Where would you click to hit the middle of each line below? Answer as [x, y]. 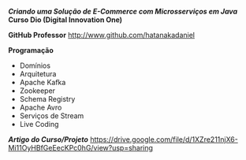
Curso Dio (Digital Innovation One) [65, 20]
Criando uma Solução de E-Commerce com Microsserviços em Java [123, 11]
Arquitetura [38, 74]
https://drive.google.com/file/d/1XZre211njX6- [164, 140]
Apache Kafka [43, 82]
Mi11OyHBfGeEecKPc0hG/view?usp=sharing [81, 148]
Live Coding [39, 124]
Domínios [35, 65]
